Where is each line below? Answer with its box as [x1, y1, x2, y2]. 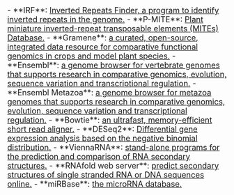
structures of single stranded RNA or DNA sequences [7, 170, 204, 180]
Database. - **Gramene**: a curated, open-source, [7, 33, 198, 42]
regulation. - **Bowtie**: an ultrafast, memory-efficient [7, 115, 212, 125]
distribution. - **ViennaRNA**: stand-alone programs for [7, 143, 220, 153]
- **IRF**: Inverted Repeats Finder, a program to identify [7, 6, 219, 15]
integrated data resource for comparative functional [7, 42, 198, 52]
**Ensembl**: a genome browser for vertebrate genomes [7, 61, 221, 70]
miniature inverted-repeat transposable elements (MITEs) [7, 24, 219, 33]
